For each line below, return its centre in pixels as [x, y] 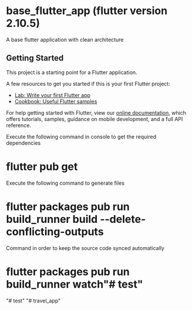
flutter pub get [42, 166]
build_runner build [52, 219]
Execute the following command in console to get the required [81, 136]
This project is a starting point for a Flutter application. [72, 72]
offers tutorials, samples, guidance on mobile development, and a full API [95, 119]
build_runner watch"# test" [75, 284]
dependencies [23, 143]
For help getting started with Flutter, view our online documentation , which [96, 112]
